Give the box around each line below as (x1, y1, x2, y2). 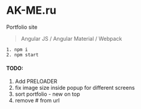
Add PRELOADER (14, 78, 58, 85)
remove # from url (14, 97, 60, 104)
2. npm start (6, 52, 39, 57)
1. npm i (6, 46, 28, 53)
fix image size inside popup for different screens (14, 84, 135, 92)
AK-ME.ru (6, 4, 57, 17)
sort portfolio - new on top (14, 90, 80, 98)
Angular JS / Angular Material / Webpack (20, 35, 122, 42)
